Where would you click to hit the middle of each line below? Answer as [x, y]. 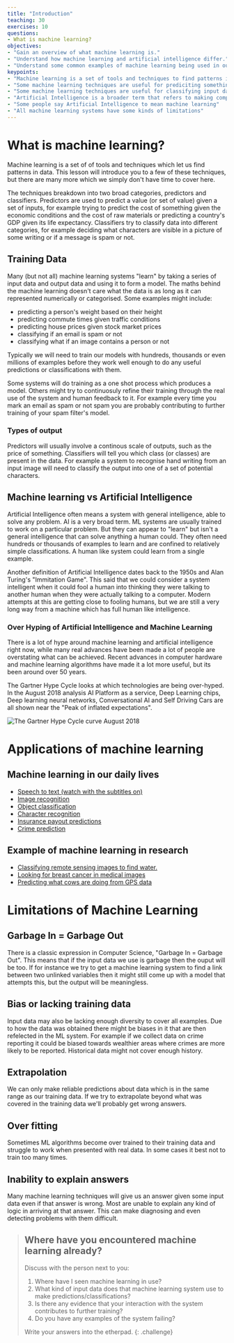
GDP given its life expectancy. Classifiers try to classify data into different [112, 222]
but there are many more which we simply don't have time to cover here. [111, 179]
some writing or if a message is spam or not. [71, 237]
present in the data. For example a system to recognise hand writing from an [117, 460]
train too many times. [38, 1158]
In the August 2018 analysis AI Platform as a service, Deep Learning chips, [114, 692]
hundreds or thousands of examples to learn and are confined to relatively [114, 543]
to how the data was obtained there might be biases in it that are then [107, 1028]
